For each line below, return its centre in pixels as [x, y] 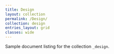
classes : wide [20, 32]
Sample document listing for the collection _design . [57, 46]
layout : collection [25, 14]
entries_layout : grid [28, 28]
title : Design [20, 10]
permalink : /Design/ [27, 19]
